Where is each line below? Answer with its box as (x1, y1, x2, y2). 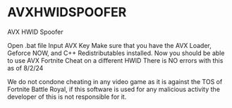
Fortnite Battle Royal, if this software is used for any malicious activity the (7, 85, 221, 93)
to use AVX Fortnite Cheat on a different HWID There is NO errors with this (7, 56, 224, 64)
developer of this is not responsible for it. (7, 92, 127, 101)
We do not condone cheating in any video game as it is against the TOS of (7, 77, 223, 85)
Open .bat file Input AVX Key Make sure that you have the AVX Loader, (7, 41, 212, 49)
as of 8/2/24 (7, 64, 44, 72)
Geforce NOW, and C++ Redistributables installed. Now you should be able (7, 49, 225, 57)
